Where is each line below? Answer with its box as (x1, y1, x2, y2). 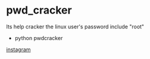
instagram (6, 45, 31, 53)
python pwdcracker (14, 34, 63, 41)
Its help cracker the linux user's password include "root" (6, 23, 145, 30)
